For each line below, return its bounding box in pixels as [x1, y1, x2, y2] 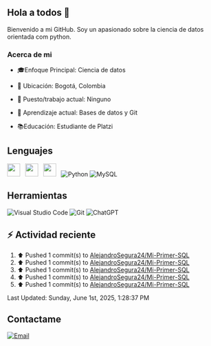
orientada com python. [7, 32, 72, 41]
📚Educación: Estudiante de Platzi [16, 122, 113, 131]
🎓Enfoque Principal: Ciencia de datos [16, 66, 126, 74]
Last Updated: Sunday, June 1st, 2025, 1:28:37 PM [7, 294, 150, 302]
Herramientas [7, 190, 67, 202]
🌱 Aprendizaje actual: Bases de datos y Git [16, 108, 138, 117]
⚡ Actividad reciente [7, 229, 96, 241]
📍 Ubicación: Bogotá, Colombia [16, 82, 106, 90]
